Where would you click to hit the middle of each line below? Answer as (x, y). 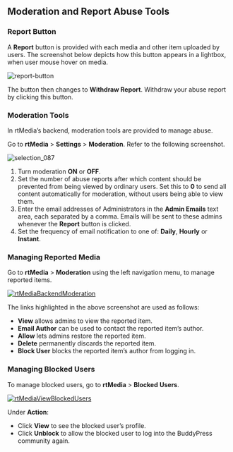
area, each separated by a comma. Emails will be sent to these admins (120, 216)
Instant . (29, 238)
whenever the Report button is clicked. (74, 224)
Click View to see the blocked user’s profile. (82, 425)
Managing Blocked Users (51, 369)
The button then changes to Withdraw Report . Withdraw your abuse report (117, 89)
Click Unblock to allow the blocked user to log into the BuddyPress (115, 433)
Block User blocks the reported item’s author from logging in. (107, 351)
